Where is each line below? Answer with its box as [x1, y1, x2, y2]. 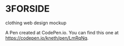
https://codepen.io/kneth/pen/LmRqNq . [5, 35, 89, 41]
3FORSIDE [5, 3, 50, 15]
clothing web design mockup [5, 20, 67, 26]
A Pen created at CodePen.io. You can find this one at [5, 29, 119, 35]
